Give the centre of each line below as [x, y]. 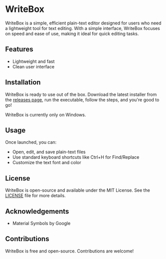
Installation [23, 83]
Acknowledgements [37, 211]
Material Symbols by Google [41, 223]
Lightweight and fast [33, 61]
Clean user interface [33, 66]
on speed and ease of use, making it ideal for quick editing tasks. [72, 33]
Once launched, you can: [31, 142]
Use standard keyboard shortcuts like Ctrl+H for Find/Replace [76, 157]
